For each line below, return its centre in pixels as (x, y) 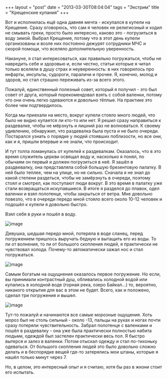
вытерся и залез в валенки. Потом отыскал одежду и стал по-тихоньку (81, 341)
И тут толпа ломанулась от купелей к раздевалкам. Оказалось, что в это (83, 151)
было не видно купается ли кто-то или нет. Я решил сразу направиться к (83, 120)
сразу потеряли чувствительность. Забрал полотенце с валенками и (79, 325)
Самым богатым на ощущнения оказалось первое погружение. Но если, (83, 274)
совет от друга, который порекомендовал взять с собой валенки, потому (83, 95)
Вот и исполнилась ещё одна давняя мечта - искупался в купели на (78, 22)
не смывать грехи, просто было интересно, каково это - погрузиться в (81, 33)
